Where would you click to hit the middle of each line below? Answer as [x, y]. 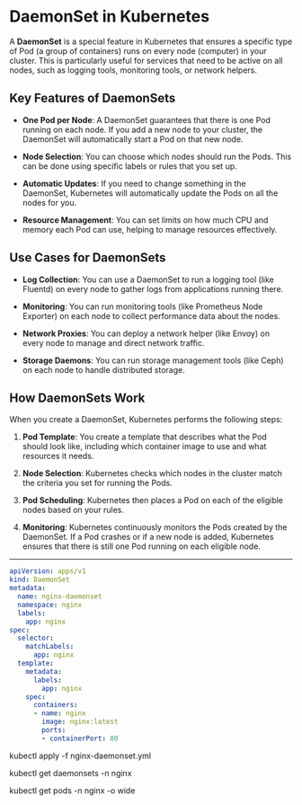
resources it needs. [58, 456]
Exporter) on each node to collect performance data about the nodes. [151, 315]
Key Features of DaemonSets [93, 98]
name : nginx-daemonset [60, 597]
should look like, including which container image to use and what [144, 447]
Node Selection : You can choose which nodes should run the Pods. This [157, 156]
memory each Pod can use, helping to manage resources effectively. [150, 229]
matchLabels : [50, 647]
